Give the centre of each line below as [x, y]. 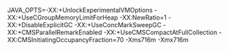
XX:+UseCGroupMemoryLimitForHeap [63, 17]
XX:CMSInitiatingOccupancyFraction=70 [65, 40]
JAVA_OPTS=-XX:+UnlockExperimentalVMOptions [80, 10]
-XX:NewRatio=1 [143, 17]
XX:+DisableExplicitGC [40, 25]
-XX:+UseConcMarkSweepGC [118, 25]
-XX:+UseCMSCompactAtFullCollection [160, 32]
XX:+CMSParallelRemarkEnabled [55, 32]
